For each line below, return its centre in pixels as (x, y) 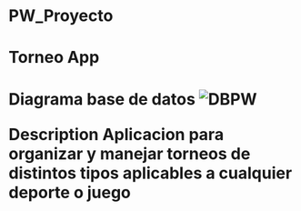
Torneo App (54, 58)
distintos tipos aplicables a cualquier (150, 173)
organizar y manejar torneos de (130, 153)
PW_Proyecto (61, 16)
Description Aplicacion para (116, 134)
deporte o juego (70, 192)
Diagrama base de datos (102, 99)
